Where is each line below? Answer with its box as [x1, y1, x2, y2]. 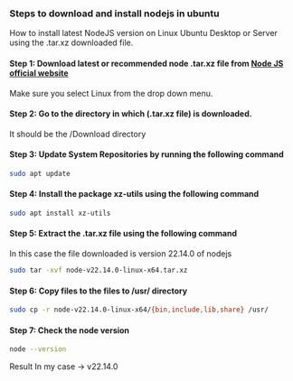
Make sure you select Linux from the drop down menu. [9, 88, 213, 98]
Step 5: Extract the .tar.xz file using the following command [9, 228, 238, 239]
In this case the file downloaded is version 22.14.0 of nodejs [9, 248, 232, 259]
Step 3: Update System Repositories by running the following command [9, 149, 285, 160]
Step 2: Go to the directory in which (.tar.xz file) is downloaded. [9, 108, 252, 119]
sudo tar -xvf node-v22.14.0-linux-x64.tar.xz [9, 265, 188, 275]
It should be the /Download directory [9, 128, 146, 139]
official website [9, 67, 70, 79]
